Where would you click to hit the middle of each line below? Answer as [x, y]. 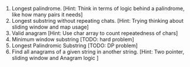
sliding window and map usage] [50, 27]
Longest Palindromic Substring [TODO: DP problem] [75, 45]
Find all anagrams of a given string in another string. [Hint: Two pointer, [98, 52]
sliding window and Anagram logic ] [55, 58]
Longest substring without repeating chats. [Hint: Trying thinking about [97, 21]
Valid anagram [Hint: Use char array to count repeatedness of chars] [95, 33]
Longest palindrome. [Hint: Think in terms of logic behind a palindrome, [98, 8]
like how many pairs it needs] [47, 15]
